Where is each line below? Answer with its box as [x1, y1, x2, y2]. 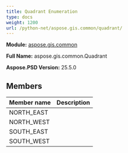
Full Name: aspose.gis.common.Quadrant [6, 52, 107, 59]
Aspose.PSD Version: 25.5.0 [6, 64, 77, 71]
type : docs [6, 14, 33, 20]
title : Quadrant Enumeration [6, 8, 78, 15]
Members [6, 81, 42, 91]
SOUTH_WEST [9, 137, 50, 145]
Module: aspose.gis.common [6, 41, 78, 48]
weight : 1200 [6, 19, 38, 25]
